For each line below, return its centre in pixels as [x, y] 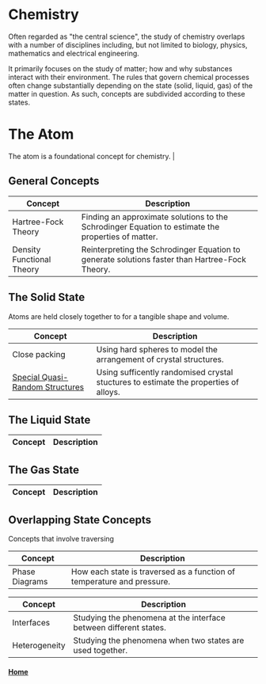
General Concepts [54, 181]
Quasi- [55, 377]
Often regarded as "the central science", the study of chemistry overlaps [127, 36]
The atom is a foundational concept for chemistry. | [92, 156]
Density [27, 249]
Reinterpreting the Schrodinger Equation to [161, 249]
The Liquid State [49, 420]
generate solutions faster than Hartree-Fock [164, 259]
